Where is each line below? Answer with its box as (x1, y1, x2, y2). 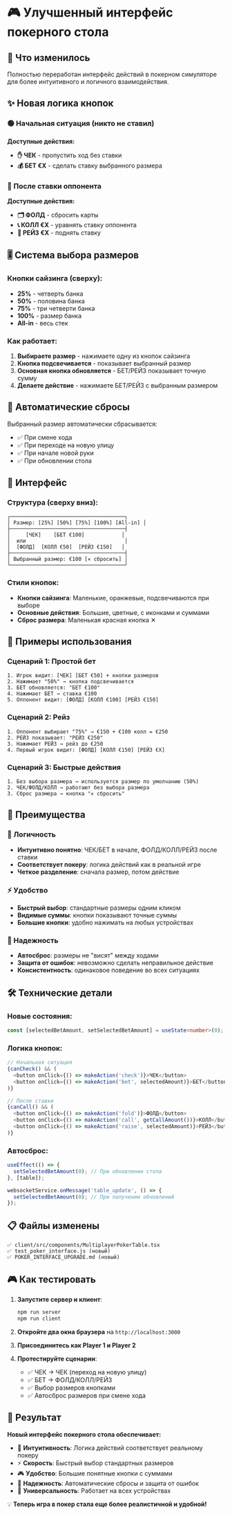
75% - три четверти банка (17, 304, 95, 312)
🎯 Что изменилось (7, 52, 90, 64)
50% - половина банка (17, 296, 85, 305)
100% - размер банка (17, 312, 82, 320)
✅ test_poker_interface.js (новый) (7, 1248, 111, 1255)
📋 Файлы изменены (7, 1219, 100, 1232)
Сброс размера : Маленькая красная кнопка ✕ (17, 616, 157, 624)
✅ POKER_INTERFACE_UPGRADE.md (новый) (7, 1254, 120, 1261)
